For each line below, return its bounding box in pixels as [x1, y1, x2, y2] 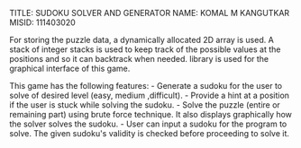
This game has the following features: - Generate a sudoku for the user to [9, 81, 282, 91]
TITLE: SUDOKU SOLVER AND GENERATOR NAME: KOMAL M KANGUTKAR [9, 8, 290, 18]
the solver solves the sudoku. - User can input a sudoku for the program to [9, 118, 287, 129]
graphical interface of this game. [9, 63, 131, 74]
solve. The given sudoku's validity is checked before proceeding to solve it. [9, 128, 290, 138]
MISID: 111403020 [9, 17, 77, 28]
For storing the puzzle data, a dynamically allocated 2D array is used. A [9, 35, 275, 45]
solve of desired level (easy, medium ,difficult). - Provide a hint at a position [9, 90, 290, 100]
